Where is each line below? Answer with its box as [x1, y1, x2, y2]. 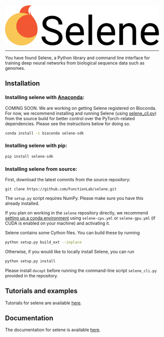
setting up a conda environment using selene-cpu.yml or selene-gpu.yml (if [5, 215, 156, 221]
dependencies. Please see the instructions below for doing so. [5, 121, 131, 126]
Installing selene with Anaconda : [5, 94, 84, 101]
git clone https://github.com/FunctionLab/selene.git [5, 187, 117, 191]
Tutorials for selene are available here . [5, 300, 82, 306]
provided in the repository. [5, 273, 59, 278]
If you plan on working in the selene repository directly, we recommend [5, 210, 148, 215]
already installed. [5, 200, 40, 206]
